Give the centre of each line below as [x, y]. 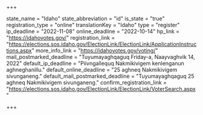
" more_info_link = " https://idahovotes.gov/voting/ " [95, 51]
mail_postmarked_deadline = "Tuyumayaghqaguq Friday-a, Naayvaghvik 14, [101, 57]
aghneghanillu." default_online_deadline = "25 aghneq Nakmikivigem [92, 70]
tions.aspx [19, 51]
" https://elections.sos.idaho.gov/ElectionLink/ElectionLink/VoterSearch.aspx [101, 89]
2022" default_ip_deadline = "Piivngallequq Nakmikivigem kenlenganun [95, 63]
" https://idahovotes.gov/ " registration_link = [61, 38]
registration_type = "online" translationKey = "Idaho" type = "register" [93, 25]
